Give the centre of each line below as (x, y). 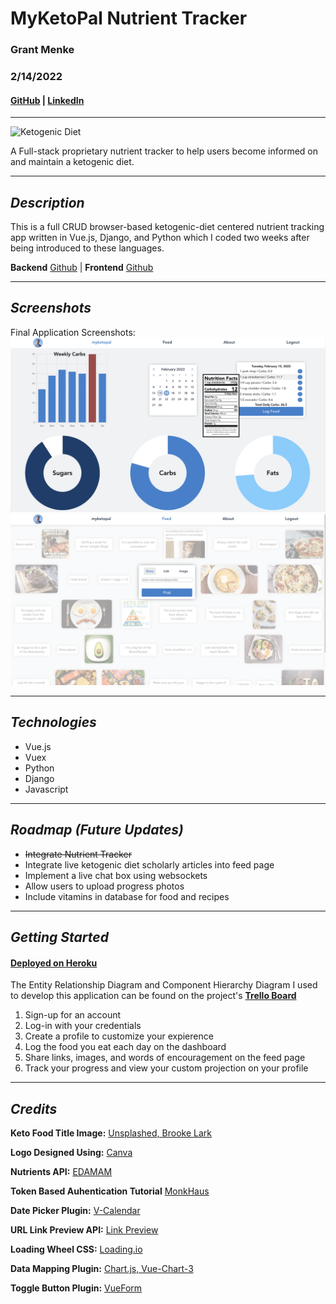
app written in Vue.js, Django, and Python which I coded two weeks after (160, 238)
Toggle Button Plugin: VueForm (76, 1288)
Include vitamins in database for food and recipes (127, 896)
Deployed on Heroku (54, 963)
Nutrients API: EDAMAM (61, 1172)
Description (47, 202)
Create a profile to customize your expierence (119, 1036)
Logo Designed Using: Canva (71, 1153)
